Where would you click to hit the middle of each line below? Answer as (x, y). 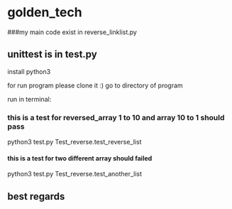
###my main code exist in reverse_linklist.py (72, 32)
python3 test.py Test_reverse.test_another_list (75, 174)
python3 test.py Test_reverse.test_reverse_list (74, 142)
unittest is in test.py (52, 54)
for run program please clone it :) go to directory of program (95, 85)
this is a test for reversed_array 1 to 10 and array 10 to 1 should (116, 117)
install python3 (29, 71)
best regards (36, 196)
